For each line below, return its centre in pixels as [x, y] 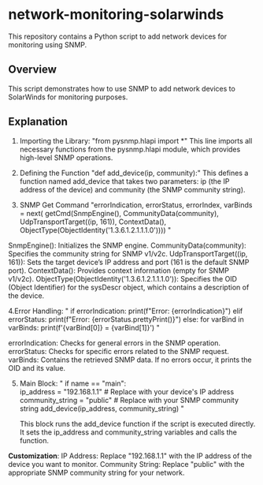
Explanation [38, 122]
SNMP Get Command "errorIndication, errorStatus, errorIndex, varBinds [136, 205]
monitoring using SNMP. [48, 44]
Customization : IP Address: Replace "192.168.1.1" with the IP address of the [130, 456]
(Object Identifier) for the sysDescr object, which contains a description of [129, 287]
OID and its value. [37, 367]
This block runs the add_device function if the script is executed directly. [137, 423]
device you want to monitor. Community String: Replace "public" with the [126, 464]
